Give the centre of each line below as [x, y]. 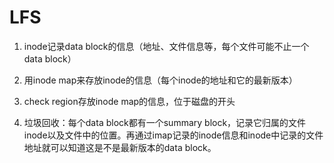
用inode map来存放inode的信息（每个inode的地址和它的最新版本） [160, 80]
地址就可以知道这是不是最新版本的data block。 [120, 147]
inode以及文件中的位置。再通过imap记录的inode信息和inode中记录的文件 [173, 135]
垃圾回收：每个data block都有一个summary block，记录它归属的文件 [165, 122]
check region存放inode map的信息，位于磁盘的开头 [129, 101]
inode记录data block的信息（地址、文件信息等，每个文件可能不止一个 [166, 46]
